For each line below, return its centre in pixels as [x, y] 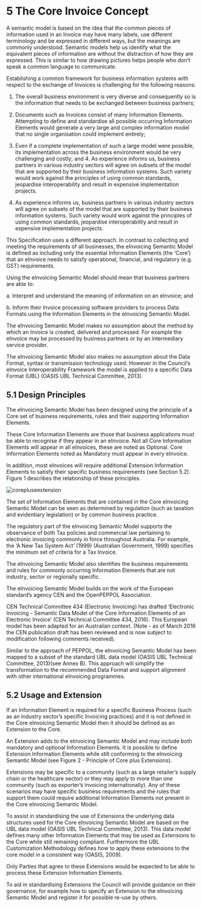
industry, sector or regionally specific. [53, 576]
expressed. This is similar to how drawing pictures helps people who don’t [99, 60]
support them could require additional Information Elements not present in [98, 797]
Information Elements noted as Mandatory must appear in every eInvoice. [97, 453]
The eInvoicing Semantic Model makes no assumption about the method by [100, 325]
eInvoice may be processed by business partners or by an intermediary [95, 338]
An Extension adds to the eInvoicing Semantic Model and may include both [99, 741]
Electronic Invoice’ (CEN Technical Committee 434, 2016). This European [97, 619]
